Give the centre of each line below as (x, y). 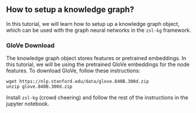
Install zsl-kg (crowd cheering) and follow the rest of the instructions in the (97, 98)
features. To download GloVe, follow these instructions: (73, 71)
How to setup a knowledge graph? (70, 10)
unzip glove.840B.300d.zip (39, 87)
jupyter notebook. (28, 104)
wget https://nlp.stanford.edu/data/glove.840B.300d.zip (78, 82)
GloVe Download (30, 45)
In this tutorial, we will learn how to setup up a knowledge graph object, (93, 24)
